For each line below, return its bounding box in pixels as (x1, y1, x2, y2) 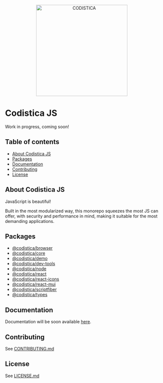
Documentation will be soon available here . (5, 319, 91, 325)
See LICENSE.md (5, 373, 40, 379)
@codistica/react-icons (12, 276, 59, 282)
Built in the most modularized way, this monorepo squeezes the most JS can (5, 208, 159, 214)
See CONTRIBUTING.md (5, 346, 54, 351)
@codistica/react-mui (12, 281, 56, 287)
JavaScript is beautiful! (5, 199, 51, 204)
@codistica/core (12, 250, 45, 256)
